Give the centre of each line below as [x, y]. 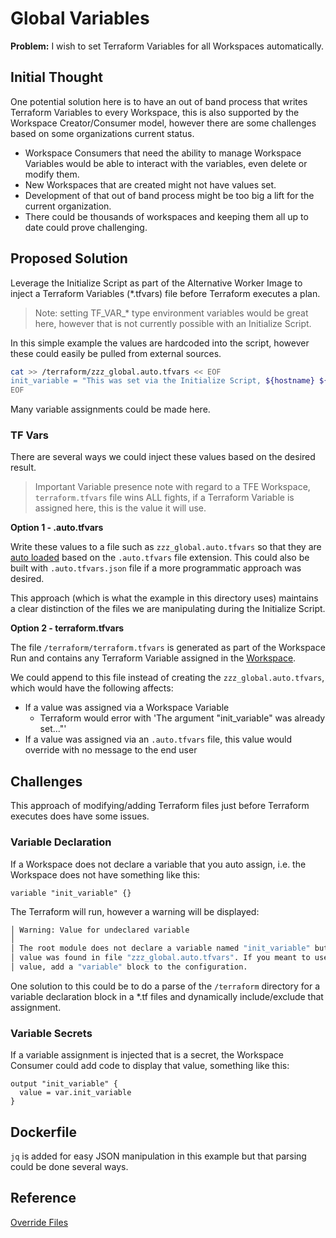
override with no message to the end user [111, 750]
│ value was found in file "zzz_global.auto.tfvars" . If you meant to [160, 958]
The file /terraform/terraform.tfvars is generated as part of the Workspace [168, 648]
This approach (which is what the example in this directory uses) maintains [164, 598]
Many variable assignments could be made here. [110, 409]
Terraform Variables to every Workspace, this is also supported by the [155, 112]
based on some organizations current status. [102, 133]
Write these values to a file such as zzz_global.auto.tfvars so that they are [166, 547]
